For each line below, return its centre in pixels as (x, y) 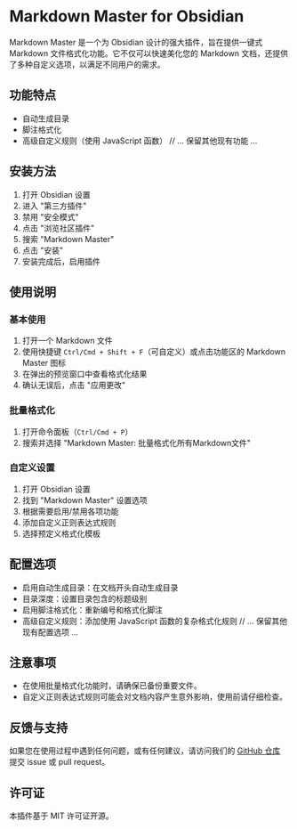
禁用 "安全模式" (50, 216)
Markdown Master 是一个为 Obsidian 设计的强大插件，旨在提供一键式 (136, 42)
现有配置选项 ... (50, 632)
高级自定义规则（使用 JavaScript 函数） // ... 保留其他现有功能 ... (140, 141)
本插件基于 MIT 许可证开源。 (61, 816)
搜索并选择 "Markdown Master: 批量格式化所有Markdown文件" (136, 443)
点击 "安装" (43, 250)
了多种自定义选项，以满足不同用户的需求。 (87, 64)
